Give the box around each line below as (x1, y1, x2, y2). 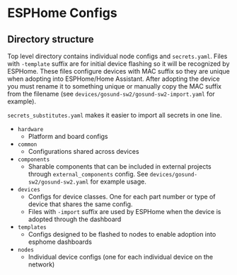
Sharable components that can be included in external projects (28, 162, 212, 171)
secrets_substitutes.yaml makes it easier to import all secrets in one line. (7, 111, 223, 119)
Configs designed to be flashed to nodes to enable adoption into (28, 230, 216, 238)
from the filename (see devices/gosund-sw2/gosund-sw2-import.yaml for (7, 90, 216, 98)
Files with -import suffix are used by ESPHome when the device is (28, 208, 221, 215)
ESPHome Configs (7, 5, 118, 21)
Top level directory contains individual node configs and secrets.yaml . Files (7, 52, 228, 60)
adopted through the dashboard (28, 215, 122, 223)
